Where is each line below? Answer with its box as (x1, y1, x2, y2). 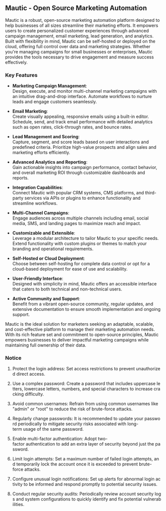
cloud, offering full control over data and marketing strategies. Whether (5, 43, 151, 49)
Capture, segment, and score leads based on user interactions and (12, 139, 149, 145)
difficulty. (24, 391, 44, 397)
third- (145, 190, 157, 196)
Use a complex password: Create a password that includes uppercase (12, 381, 156, 387)
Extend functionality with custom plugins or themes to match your (12, 240, 147, 247)
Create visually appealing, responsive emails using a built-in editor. (12, 114, 149, 119)
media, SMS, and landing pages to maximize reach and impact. (12, 221, 141, 227)
